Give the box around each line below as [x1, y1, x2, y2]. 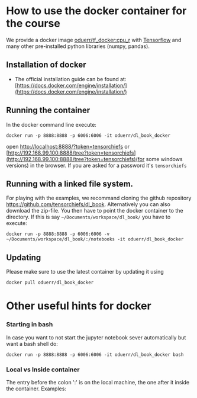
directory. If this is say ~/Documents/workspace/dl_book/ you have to [6, 213, 171, 220]
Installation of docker [6, 60, 87, 70]
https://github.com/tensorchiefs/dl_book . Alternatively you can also [6, 201, 170, 208]
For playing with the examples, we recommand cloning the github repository [6, 194, 192, 202]
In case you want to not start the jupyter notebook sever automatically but [6, 333, 186, 341]
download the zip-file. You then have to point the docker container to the [6, 207, 183, 214]
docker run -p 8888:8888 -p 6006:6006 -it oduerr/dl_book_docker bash [6, 351, 184, 358]
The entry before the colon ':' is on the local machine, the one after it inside [6, 378, 190, 386]
